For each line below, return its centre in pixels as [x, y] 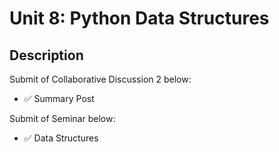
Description [46, 55]
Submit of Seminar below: [62, 118]
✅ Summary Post [59, 98]
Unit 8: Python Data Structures [139, 18]
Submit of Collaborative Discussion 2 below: [100, 79]
